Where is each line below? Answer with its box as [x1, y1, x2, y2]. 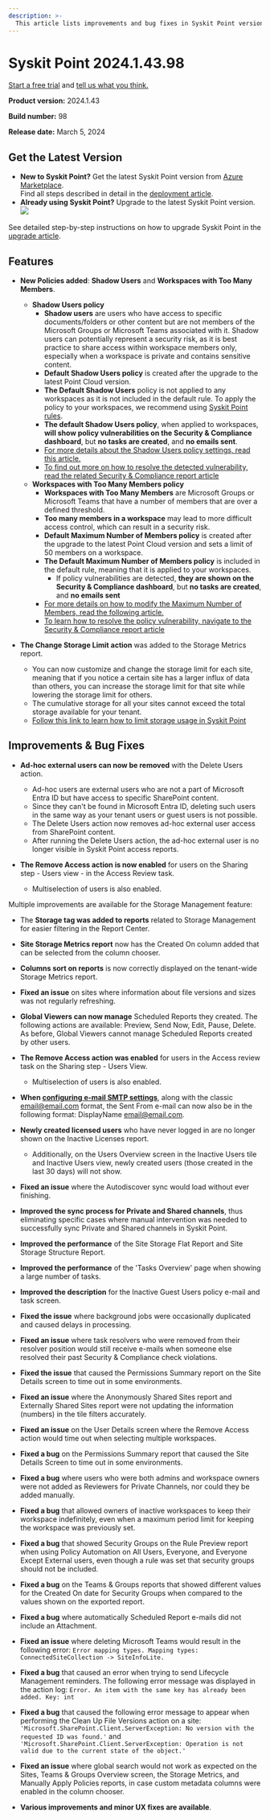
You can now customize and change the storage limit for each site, [31, 664, 253, 674]
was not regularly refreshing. [19, 996, 117, 1005]
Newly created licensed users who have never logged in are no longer [19, 1125, 256, 1135]
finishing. [19, 1190, 51, 1200]
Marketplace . [19, 180, 64, 190]
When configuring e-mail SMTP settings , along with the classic [19, 1092, 233, 1102]
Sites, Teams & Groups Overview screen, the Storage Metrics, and [19, 1769, 239, 1779]
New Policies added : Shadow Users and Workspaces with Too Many [19, 276, 253, 286]
